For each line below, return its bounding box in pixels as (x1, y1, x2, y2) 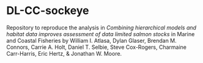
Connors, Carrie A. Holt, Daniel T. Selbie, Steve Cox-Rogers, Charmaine (6, 43, 186, 51)
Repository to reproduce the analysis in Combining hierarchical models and (6, 24, 197, 31)
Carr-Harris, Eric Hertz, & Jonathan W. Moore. (6, 50, 122, 57)
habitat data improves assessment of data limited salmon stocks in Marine (6, 30, 195, 37)
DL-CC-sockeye (6, 4, 89, 18)
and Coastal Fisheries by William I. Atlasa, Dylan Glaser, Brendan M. (6, 37, 177, 44)
